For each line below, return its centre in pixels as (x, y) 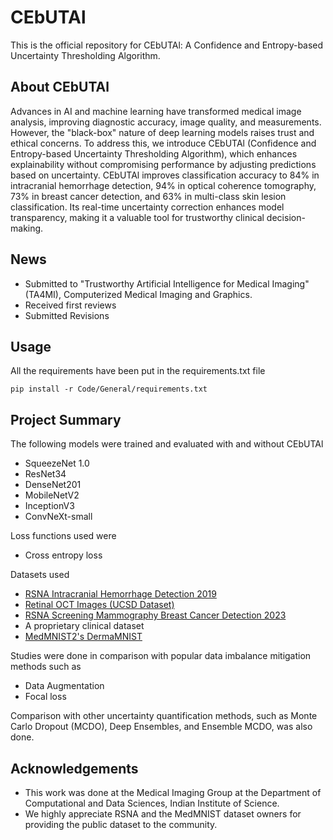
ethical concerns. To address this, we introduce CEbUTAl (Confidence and (163, 143)
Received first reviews (70, 305)
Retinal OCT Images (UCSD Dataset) (99, 605)
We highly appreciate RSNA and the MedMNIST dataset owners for (163, 814)
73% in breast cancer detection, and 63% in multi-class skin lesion (148, 196)
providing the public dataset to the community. (121, 824)
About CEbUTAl (60, 87)
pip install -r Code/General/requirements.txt (109, 389)
